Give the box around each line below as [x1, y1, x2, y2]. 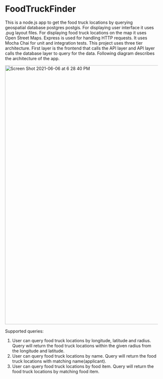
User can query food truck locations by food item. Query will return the [12, 363, 154, 369]
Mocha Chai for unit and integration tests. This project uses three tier [5, 40, 143, 46]
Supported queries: [5, 328, 44, 334]
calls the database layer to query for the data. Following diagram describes [5, 50, 155, 56]
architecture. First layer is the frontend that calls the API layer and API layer [5, 45, 155, 51]
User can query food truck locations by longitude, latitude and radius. [12, 337, 151, 343]
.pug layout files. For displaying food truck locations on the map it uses [5, 30, 147, 35]
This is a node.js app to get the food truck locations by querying [5, 19, 133, 25]
